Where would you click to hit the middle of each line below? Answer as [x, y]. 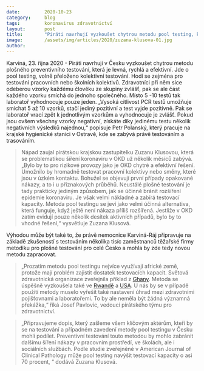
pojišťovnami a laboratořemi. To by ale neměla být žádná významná [105, 298]
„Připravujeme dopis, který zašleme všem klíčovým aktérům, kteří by [107, 323]
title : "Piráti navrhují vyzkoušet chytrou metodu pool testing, [100, 35]
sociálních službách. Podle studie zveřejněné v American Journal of [106, 349]
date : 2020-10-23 [39, 12]
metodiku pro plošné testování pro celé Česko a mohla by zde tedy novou [98, 248]
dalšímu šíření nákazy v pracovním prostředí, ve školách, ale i [98, 342]
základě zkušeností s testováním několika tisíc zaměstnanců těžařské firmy [100, 241]
